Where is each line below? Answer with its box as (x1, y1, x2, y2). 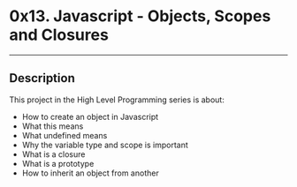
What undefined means (21, 130, 108, 140)
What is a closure (21, 148, 86, 160)
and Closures (9, 25, 109, 45)
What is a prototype (21, 158, 95, 168)
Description (9, 71, 75, 86)
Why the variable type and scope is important (21, 139, 188, 150)
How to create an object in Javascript (21, 111, 159, 122)
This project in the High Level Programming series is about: (9, 94, 225, 105)
